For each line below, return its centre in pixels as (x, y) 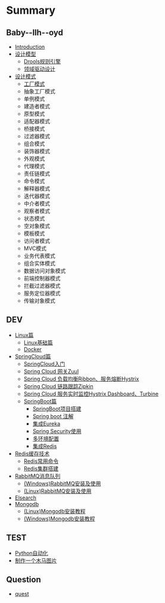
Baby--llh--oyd (35, 33)
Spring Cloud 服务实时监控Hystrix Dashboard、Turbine (91, 394)
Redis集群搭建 (41, 468)
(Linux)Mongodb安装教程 (55, 511)
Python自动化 (32, 553)
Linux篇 (24, 335)
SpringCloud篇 (33, 356)
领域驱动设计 (39, 69)
